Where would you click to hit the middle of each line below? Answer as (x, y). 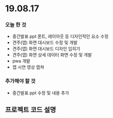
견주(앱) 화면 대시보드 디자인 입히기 (46, 49)
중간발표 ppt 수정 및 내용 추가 (40, 93)
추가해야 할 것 (20, 81)
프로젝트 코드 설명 (31, 110)
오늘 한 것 (16, 25)
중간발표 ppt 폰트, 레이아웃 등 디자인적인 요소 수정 (60, 36)
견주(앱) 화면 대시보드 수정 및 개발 (45, 43)
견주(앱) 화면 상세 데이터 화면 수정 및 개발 (52, 55)
